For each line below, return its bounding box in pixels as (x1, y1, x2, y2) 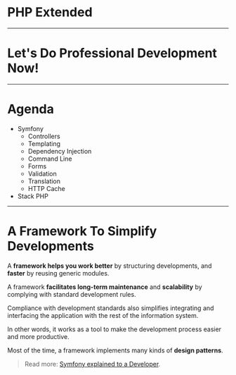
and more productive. (7, 332, 70, 340)
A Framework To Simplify (7, 223, 157, 239)
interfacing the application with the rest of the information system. (7, 311, 199, 319)
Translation (27, 177, 61, 185)
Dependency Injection (27, 147, 92, 155)
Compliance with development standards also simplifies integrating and (7, 304, 214, 312)
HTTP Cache (27, 184, 65, 192)
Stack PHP (17, 192, 49, 200)
